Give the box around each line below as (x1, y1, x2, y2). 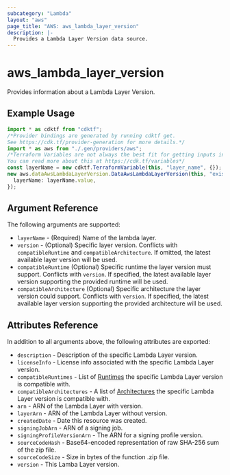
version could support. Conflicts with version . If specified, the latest (16, 292, 209, 301)
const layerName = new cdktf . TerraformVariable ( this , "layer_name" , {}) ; (7, 164, 222, 172)
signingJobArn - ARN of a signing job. (16, 424, 123, 432)
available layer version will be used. (16, 255, 118, 264)
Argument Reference (7, 202, 99, 214)
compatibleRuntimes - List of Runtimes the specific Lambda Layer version (16, 373, 223, 381)
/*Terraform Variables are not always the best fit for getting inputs (7, 152, 216, 159)
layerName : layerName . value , (13, 176, 97, 184)
